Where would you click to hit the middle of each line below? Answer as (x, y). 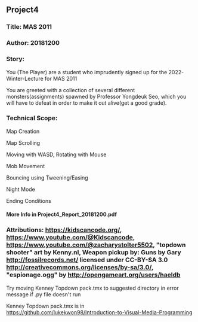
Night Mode (21, 189)
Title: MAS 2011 (29, 27)
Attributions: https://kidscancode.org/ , (64, 230)
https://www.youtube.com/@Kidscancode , (71, 238)
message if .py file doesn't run (44, 294)
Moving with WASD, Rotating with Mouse (56, 154)
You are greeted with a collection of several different (71, 90)
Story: (16, 59)
